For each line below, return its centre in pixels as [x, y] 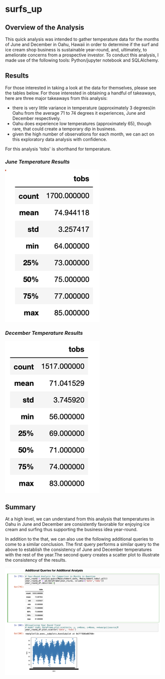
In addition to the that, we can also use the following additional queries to [79, 539]
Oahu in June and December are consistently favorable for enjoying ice [77, 524]
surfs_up [24, 9]
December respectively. [36, 118]
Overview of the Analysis [45, 27]
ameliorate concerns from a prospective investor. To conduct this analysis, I [82, 55]
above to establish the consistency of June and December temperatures [78, 549]
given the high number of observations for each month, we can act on [83, 134]
